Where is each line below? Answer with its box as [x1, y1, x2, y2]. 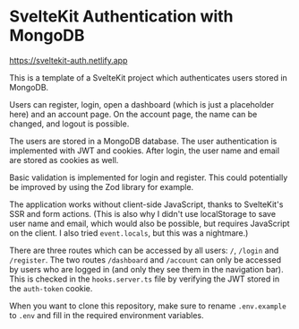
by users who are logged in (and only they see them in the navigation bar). [9, 264, 284, 274]
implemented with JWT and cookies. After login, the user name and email [9, 145, 280, 156]
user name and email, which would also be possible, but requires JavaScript [9, 218, 290, 229]
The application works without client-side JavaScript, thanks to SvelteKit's [9, 199, 284, 210]
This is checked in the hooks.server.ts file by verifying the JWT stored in [9, 273, 280, 284]
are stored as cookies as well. [9, 154, 119, 165]
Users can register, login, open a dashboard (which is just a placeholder [9, 99, 275, 109]
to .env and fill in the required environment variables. [9, 309, 204, 320]
